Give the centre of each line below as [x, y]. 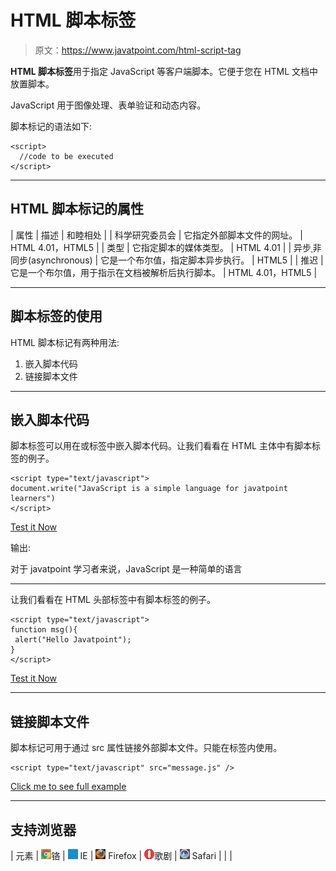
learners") [33, 499]
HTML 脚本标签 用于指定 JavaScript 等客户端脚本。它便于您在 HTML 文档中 [164, 71]
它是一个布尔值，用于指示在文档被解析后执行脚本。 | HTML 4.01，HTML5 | [164, 272]
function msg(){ [44, 630]
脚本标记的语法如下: [51, 126]
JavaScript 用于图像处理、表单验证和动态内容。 [108, 105]
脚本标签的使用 [56, 316]
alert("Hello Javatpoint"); [73, 640]
